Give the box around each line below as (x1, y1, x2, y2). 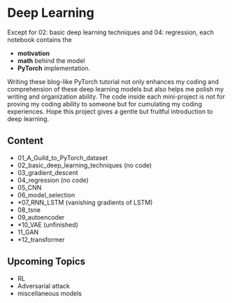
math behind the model (17, 56, 85, 64)
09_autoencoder (17, 213, 65, 221)
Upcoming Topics (7, 255, 86, 267)
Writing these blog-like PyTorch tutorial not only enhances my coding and (7, 77, 219, 85)
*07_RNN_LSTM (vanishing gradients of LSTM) (17, 198, 153, 206)
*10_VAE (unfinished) (17, 220, 79, 229)
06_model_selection (17, 190, 75, 199)
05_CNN (17, 183, 42, 192)
